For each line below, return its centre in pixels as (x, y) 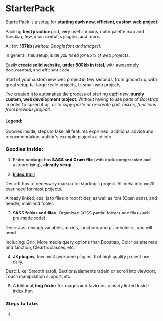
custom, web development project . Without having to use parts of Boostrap (82, 99)
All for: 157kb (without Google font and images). (54, 46)
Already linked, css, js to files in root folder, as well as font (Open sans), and (81, 198)
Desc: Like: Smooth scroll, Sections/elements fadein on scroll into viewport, (81, 271)
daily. (18, 262)
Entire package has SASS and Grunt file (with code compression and (82, 160)
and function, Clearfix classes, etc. (40, 247)
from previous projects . (29, 109)
